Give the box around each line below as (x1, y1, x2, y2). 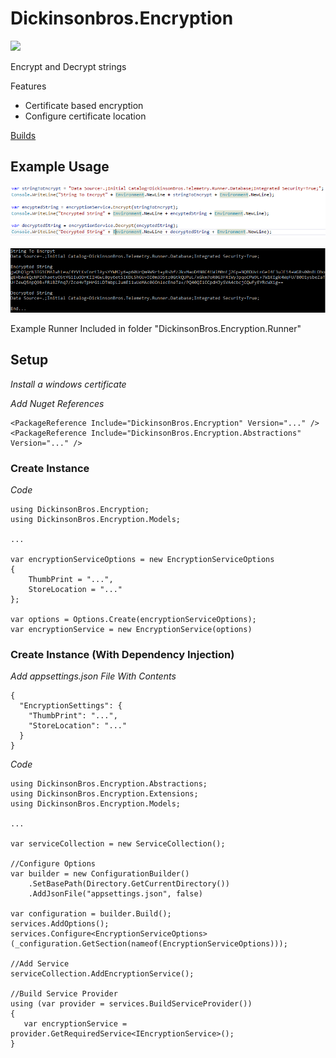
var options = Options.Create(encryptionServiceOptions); (10, 615, 257, 625)
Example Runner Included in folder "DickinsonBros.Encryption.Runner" (10, 323, 302, 335)
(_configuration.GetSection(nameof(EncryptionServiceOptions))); (10, 939, 288, 949)
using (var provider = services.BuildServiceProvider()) (10, 999, 253, 1009)
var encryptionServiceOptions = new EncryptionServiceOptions (10, 555, 275, 565)
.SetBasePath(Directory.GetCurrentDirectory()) (28, 879, 230, 889)
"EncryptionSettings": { (19, 701, 123, 711)
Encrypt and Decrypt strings (10, 60, 127, 72)
